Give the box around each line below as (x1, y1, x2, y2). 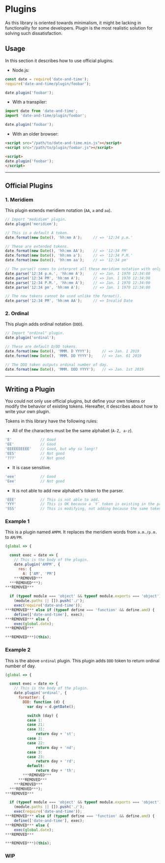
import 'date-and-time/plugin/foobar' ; (5, 113, 87, 118)
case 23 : (27, 754, 45, 759)
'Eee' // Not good (5, 479, 65, 483)
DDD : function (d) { (23, 699, 65, 704)
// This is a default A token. (5, 230, 69, 235)
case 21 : (27, 722, 45, 727)
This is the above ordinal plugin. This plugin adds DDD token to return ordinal (5, 657, 160, 663)
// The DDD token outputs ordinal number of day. (5, 362, 109, 367)
